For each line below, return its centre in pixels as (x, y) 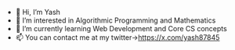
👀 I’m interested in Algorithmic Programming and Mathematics (116, 20)
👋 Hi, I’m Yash (38, 12)
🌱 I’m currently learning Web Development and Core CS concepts (121, 29)
